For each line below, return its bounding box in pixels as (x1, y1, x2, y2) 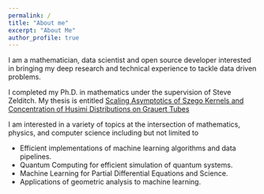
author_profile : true (8, 33, 80, 42)
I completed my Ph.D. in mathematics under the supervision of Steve (8, 88, 232, 97)
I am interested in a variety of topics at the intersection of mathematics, (8, 120, 241, 129)
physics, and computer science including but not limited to (8, 128, 199, 138)
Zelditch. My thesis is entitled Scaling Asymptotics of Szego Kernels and (8, 96, 244, 105)
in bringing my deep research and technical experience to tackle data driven (8, 64, 257, 74)
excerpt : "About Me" (8, 26, 77, 34)
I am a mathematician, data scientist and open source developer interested (8, 55, 251, 65)
